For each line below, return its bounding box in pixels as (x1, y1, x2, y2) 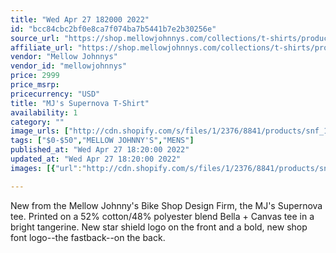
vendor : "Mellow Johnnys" (10, 52, 118, 62)
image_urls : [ (10, 126, 70, 136)
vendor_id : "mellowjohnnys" (10, 61, 128, 71)
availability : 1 (10, 107, 78, 118)
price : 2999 (10, 71, 60, 81)
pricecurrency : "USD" (10, 89, 101, 99)
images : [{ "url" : (10, 163, 83, 173)
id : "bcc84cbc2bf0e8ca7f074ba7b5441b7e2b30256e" (10, 24, 217, 34)
